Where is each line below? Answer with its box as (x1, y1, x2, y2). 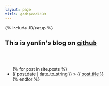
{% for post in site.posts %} (12, 66, 68, 72)
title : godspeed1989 (5, 12, 47, 16)
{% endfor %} (12, 76, 40, 82)
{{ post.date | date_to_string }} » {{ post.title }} (12, 71, 104, 77)
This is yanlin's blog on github (5, 39, 97, 47)
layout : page (5, 7, 31, 12)
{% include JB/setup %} (5, 25, 53, 30)
